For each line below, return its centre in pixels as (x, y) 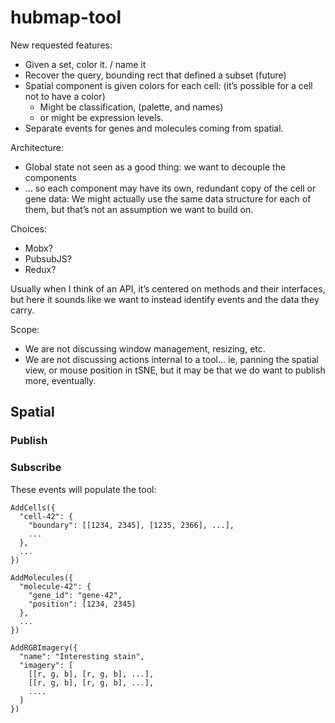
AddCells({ (33, 507)
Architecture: (37, 147)
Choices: (28, 228)
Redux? (40, 269)
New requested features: (61, 45)
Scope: (25, 329)
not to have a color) (65, 96)
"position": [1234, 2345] (82, 604)
